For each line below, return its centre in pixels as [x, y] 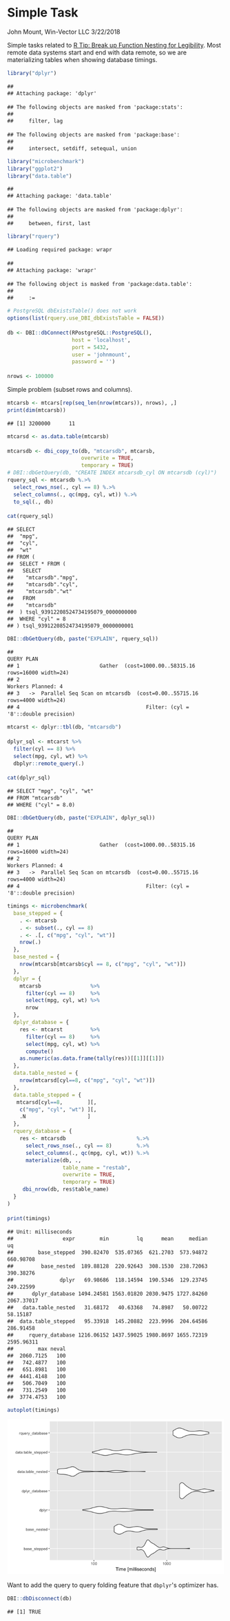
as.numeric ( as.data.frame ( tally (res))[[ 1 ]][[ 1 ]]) [92, 1058]
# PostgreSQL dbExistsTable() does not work [72, 311]
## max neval [37, 1349]
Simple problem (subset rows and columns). [70, 390]
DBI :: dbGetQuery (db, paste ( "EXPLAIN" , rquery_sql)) [83, 639]
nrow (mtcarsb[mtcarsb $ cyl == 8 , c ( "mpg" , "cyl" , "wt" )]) [103, 964]
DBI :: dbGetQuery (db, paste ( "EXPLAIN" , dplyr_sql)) [81, 818]
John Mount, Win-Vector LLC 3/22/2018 [64, 32]
